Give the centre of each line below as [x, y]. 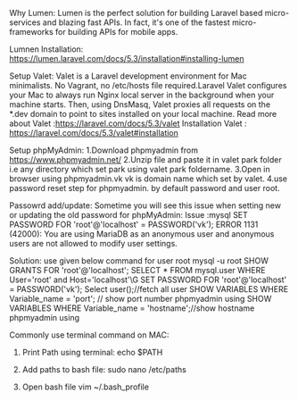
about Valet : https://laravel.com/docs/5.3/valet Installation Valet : [128, 123]
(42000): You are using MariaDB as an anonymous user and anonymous [142, 234]
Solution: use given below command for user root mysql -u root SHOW [139, 261]
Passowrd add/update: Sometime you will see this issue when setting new [145, 205]
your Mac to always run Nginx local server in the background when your [142, 95]
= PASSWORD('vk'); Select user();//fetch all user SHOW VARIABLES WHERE [149, 289]
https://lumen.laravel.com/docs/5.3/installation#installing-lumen [127, 58]
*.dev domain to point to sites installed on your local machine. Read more [143, 114]
